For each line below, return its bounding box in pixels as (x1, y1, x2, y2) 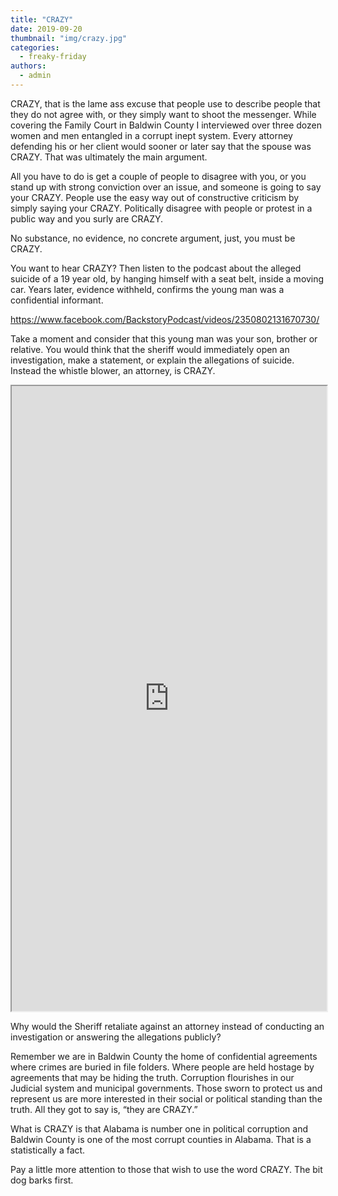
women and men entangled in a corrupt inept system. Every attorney (10, 129, 293, 141)
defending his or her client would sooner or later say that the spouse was (10, 140, 312, 152)
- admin (19, 71, 52, 81)
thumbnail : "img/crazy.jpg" (10, 33, 128, 43)
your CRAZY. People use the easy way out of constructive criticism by (10, 191, 300, 203)
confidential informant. (10, 294, 104, 306)
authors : (10, 61, 47, 71)
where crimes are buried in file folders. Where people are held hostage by (10, 1061, 315, 1073)
